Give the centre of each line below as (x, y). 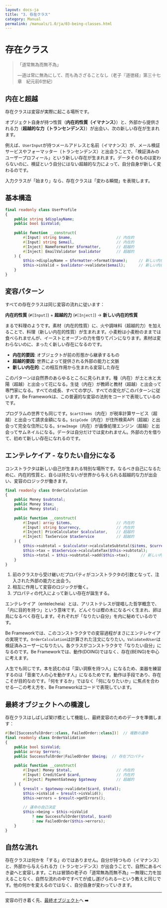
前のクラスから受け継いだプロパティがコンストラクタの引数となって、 (84, 575)
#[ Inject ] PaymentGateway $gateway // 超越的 (79, 779)
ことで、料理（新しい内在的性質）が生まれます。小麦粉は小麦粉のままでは (85, 331)
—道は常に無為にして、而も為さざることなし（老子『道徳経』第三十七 (89, 75)
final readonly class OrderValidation (45, 738)
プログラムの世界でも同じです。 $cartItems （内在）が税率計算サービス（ (79, 413)
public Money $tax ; (34, 504)
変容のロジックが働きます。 (42, 481)
